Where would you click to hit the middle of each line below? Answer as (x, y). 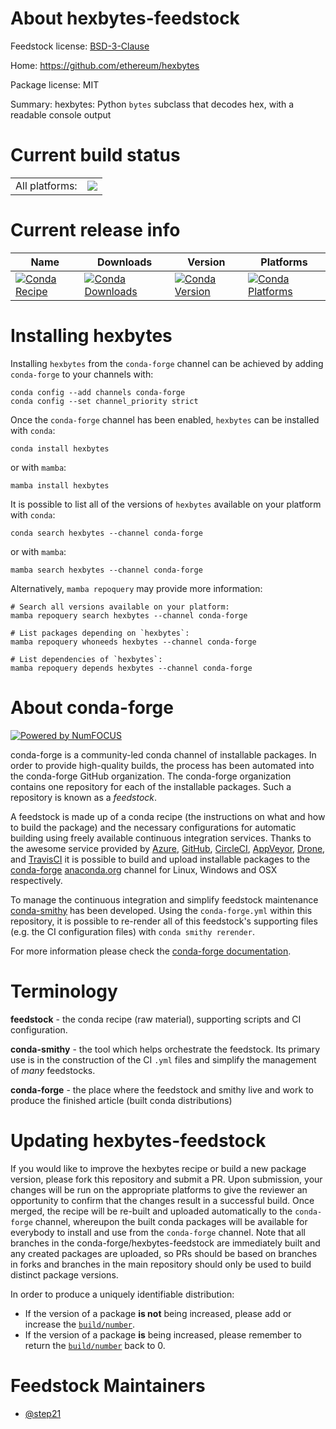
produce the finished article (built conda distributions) (121, 1100)
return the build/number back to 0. (95, 1345)
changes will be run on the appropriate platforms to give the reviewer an (159, 1189)
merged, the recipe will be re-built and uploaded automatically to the (151, 1211)
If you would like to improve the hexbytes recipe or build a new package (158, 1168)
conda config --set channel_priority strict (104, 401)
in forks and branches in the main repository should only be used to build (161, 1264)
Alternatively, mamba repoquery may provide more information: (136, 588)
